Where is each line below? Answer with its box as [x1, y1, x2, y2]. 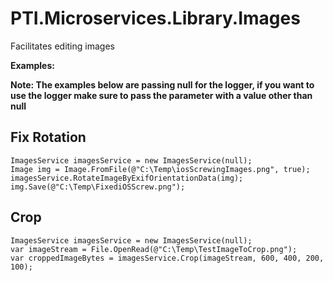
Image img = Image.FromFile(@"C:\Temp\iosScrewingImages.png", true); [10, 164, 311, 174]
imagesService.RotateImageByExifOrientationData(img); [10, 173, 244, 183]
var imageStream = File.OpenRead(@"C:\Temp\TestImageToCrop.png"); [10, 244, 298, 254]
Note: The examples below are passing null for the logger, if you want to [10, 78, 315, 91]
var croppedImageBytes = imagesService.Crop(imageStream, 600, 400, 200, [10, 253, 325, 263]
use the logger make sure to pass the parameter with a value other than [10, 89, 313, 101]
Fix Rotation [10, 129, 87, 146]
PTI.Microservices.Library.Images [10, 7, 301, 30]
